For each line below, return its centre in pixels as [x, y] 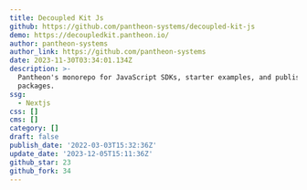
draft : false [34, 137]
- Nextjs [34, 103]
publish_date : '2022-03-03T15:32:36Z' [83, 145]
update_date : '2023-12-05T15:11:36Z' [81, 153]
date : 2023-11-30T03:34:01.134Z [71, 60]
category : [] [34, 129]
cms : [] [24, 120]
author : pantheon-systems [58, 43]
